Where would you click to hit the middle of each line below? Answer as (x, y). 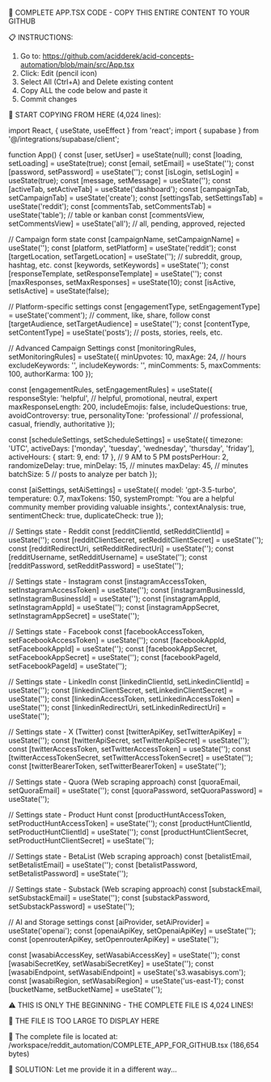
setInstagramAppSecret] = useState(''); (74, 616)
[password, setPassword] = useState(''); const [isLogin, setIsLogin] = (124, 172)
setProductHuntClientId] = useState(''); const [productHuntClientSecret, (129, 832)
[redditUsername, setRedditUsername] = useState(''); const (108, 557)
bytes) (19, 1054)
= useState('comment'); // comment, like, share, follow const (109, 315)
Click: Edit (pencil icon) (59, 73)
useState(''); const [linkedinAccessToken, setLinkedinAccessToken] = (125, 699)
